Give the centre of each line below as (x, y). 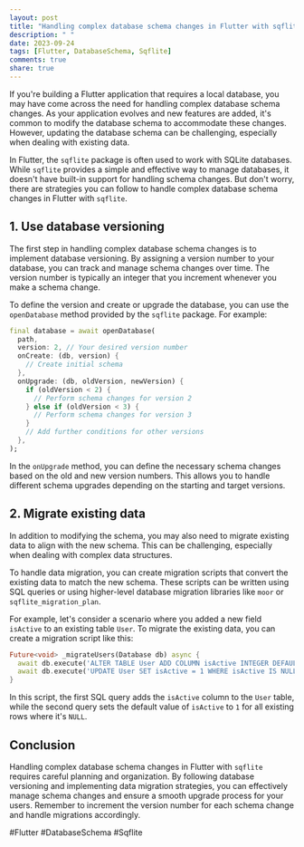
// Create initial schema (75, 365)
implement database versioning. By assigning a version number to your (142, 258)
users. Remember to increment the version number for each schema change (152, 805)
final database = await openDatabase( (82, 331)
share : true (32, 69)
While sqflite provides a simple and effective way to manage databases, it (149, 169)
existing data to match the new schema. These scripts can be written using (149, 582)
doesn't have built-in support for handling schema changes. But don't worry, (152, 178)
